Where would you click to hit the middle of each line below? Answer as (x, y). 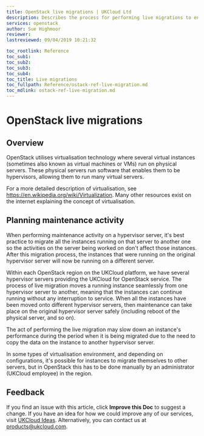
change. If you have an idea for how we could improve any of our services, (100, 414)
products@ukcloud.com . (37, 426)
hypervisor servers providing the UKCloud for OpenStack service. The (94, 279)
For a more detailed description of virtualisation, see (72, 188)
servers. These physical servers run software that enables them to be (93, 170)
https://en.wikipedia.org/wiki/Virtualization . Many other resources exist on (99, 195)
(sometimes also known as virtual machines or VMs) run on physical (92, 164)
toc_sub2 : (19, 62)
